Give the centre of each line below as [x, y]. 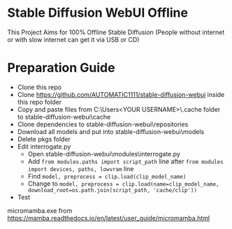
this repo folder [39, 102]
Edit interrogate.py [44, 146]
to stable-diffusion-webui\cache [64, 117]
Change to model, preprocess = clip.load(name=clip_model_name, [123, 184]
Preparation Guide [61, 68]
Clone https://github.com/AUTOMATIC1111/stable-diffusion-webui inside [121, 94]
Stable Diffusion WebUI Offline [98, 13]
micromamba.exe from [40, 210]
